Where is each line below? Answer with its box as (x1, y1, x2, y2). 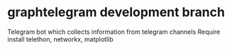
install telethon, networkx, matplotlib (7, 35, 114, 43)
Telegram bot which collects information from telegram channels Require (7, 27, 221, 36)
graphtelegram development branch (7, 4, 226, 20)
